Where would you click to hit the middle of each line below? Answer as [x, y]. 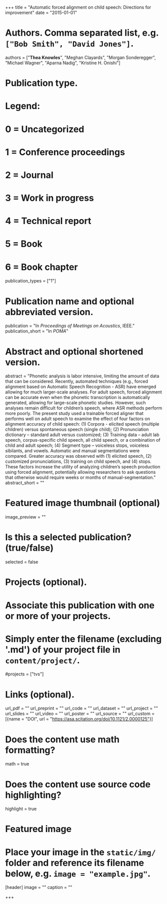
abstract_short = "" [25, 483]
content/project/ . [42, 660]
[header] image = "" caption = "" [39, 887]
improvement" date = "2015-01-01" [41, 13]
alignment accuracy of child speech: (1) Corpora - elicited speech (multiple [82, 424]
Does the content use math [62, 739]
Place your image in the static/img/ [80, 852]
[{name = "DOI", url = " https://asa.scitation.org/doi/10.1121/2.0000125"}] [79, 719]
